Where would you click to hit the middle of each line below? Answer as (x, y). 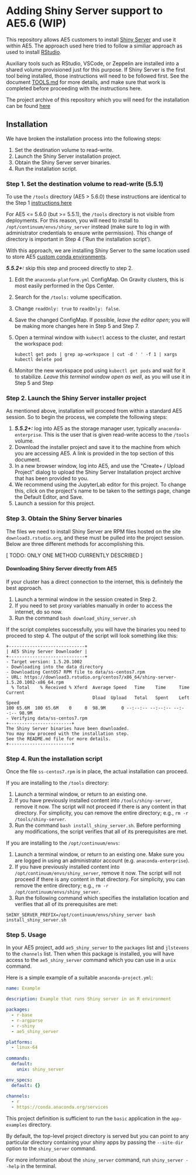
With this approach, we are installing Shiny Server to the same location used (98, 251)
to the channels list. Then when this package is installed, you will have (90, 954)
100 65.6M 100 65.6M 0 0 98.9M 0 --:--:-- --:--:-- (89, 708)
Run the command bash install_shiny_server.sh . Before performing (98, 825)
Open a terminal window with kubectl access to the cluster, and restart (100, 337)
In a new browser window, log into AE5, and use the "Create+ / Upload (99, 466)
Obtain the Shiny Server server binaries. (63, 162)
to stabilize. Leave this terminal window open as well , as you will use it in (102, 377)
